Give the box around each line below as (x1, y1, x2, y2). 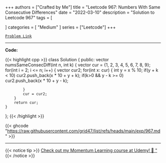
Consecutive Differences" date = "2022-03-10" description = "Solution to (5, 9, 155, 15)
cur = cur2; (23, 91, 48, 96)
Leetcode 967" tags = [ (5, 15, 53, 20)
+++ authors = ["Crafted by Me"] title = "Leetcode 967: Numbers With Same (5, 4, 161, 10)
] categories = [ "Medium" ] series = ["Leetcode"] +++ (5, 24, 116, 30)
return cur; (14, 100, 39, 105)
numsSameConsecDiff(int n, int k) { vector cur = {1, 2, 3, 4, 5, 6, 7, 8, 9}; (5, 62, 151, 68)
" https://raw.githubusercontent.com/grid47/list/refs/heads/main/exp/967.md (5, 128, 161, 134)
